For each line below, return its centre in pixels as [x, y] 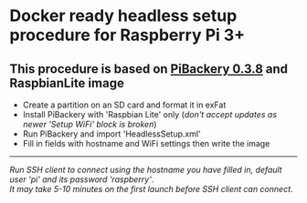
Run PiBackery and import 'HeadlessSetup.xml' [111, 134]
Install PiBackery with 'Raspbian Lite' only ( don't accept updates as [149, 114]
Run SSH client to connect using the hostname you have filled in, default [146, 170]
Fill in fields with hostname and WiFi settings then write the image [146, 143]
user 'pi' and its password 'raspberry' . [82, 179]
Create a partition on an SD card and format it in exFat [124, 105]
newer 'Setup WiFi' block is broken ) [90, 124]
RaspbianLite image [67, 83]
